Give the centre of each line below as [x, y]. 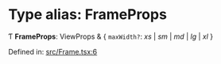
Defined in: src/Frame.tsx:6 [53, 51]
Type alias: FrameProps [87, 15]
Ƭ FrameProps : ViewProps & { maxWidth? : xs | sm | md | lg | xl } [111, 36]
